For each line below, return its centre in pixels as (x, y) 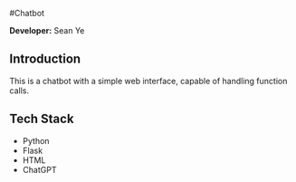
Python (36, 140)
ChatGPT (39, 169)
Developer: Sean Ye (47, 30)
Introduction (45, 59)
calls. (19, 91)
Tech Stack (42, 119)
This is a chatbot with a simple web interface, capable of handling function (148, 81)
